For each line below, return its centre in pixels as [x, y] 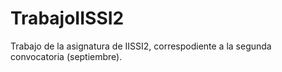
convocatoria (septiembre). [66, 56]
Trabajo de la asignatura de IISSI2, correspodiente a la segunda [141, 46]
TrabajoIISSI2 [67, 18]
